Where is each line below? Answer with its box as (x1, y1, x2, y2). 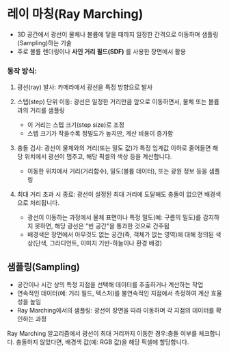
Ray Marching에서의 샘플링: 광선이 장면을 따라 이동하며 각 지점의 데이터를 (16, 306, 215, 315)
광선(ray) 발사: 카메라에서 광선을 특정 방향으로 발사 (16, 83, 153, 91)
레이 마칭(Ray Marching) (7, 6, 144, 22)
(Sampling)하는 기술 (16, 38, 72, 47)
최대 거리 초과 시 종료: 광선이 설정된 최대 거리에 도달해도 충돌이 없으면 (16, 190, 203, 199)
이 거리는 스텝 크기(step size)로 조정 (27, 121, 125, 129)
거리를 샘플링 (29, 106, 65, 114)
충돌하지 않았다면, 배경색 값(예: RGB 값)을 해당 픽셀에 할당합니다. (16, 338, 189, 346)
